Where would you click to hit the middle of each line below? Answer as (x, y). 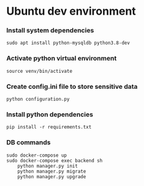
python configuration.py (38, 99)
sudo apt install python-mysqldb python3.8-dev (68, 43)
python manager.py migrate (52, 171)
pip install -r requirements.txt (49, 127)
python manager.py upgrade (52, 177)
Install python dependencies (50, 114)
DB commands (28, 143)
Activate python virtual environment (62, 58)
